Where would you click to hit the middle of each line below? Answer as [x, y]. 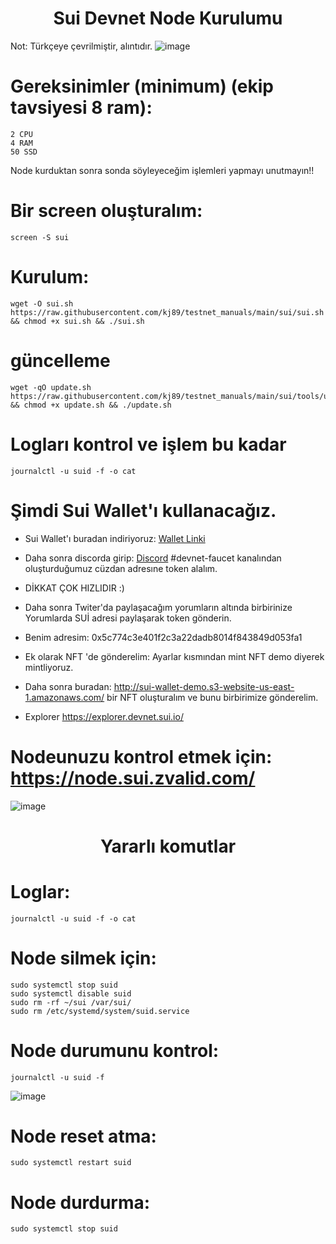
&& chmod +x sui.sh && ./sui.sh [77, 321]
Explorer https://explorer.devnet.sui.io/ [104, 716]
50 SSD [24, 152]
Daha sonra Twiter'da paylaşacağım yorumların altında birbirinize [158, 607]
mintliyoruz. [49, 667]
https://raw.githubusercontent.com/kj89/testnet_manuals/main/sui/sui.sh [167, 312]
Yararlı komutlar [168, 846]
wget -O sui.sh [42, 303]
